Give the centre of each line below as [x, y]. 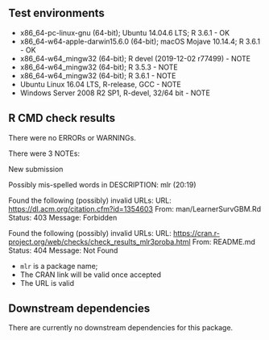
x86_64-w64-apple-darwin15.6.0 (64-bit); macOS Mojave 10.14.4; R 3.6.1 [140, 41]
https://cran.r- [196, 233]
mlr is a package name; [59, 266]
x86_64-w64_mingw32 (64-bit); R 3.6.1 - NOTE [98, 75]
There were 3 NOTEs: [44, 153]
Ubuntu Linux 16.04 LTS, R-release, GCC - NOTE [100, 84]
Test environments [56, 13]
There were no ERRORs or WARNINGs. [72, 137]
